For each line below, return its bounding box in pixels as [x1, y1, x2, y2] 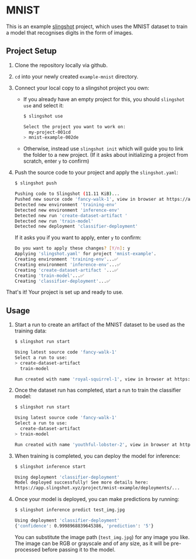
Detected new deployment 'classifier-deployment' [14, 224, 139, 229]
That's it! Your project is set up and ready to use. [6, 289, 124, 296]
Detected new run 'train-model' [14, 218, 94, 224]
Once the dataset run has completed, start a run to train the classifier [14, 387, 181, 394]
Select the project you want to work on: [23, 124, 126, 129]
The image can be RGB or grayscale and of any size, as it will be [14, 540, 170, 547]
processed [14, 546, 41, 553]
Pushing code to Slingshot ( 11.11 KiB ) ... [14, 191, 120, 197]
